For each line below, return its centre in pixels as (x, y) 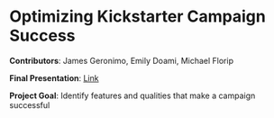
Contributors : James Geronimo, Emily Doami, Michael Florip (122, 60)
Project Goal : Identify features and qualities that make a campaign (132, 95)
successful (30, 104)
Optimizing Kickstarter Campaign (137, 17)
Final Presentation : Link (54, 77)
